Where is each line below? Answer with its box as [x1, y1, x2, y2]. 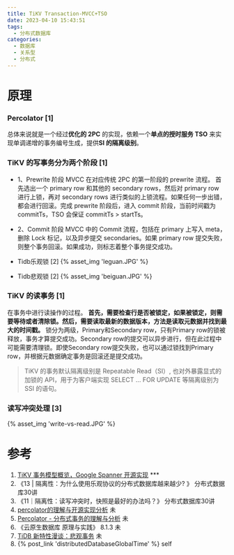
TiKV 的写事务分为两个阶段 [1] [7, 158, 108, 168]
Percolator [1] [7, 113, 54, 123]
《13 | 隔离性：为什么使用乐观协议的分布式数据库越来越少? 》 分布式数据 [17, 480, 225, 488]
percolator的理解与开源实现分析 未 [17, 505, 116, 514]
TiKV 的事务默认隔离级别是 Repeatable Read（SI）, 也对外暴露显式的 [24, 367, 221, 375]
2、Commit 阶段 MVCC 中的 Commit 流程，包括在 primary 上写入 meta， [17, 225, 226, 233]
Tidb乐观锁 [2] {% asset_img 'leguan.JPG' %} [17, 257, 149, 265]
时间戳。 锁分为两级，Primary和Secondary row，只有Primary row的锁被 [19, 325, 226, 334]
